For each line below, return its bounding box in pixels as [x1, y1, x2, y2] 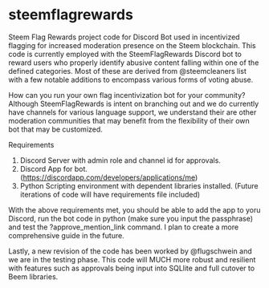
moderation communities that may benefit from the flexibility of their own [8, 116, 251, 125]
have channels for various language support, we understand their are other [8, 107, 257, 117]
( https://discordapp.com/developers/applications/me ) [19, 172, 198, 182]
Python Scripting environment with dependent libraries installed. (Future [19, 181, 259, 190]
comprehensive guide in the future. [8, 230, 124, 240]
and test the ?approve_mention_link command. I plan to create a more [8, 222, 239, 232]
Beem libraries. [8, 271, 59, 282]
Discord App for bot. [19, 164, 88, 173]
